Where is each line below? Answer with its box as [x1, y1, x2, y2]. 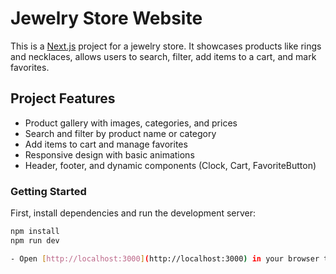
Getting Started [10, 184, 87, 198]
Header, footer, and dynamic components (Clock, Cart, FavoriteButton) [24, 159, 317, 171]
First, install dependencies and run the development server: [10, 207, 257, 219]
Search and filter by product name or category [24, 127, 217, 139]
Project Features [10, 90, 116, 107]
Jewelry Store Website [10, 7, 203, 30]
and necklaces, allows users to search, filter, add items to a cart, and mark [10, 50, 317, 62]
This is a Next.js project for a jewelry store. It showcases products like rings [10, 40, 322, 52]
